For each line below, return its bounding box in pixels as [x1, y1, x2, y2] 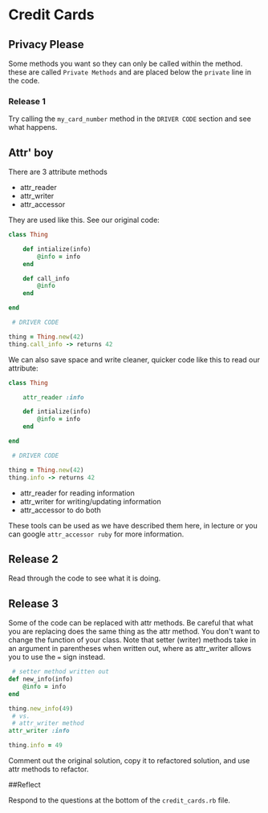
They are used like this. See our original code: [8, 215, 160, 225]
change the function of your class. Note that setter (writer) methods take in [8, 635, 257, 645]
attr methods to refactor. [8, 764, 89, 775]
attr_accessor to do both [19, 505, 102, 515]
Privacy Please [8, 38, 84, 51]
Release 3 [8, 597, 59, 610]
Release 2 [8, 552, 59, 566]
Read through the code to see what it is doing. [8, 573, 161, 583]
